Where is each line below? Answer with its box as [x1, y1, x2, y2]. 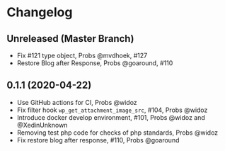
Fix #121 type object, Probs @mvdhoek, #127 [16, 51, 148, 60]
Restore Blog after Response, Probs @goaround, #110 [16, 59, 173, 67]
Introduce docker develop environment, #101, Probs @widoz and [16, 113, 206, 121]
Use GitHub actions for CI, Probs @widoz [16, 98, 137, 106]
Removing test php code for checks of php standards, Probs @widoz [16, 128, 219, 137]
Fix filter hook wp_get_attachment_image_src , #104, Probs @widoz [16, 106, 208, 114]
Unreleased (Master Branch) [6, 33, 134, 45]
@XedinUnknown [16, 121, 68, 129]
